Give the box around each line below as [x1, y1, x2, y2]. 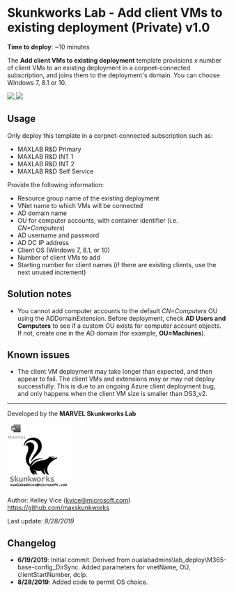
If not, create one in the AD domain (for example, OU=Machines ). [17, 329, 206, 337]
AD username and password [17, 231, 100, 239]
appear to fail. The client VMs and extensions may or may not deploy [17, 374, 215, 384]
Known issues [7, 349, 70, 361]
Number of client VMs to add [17, 253, 101, 262]
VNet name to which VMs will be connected [17, 201, 143, 209]
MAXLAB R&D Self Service [17, 167, 94, 175]
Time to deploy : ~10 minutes [7, 42, 90, 51]
